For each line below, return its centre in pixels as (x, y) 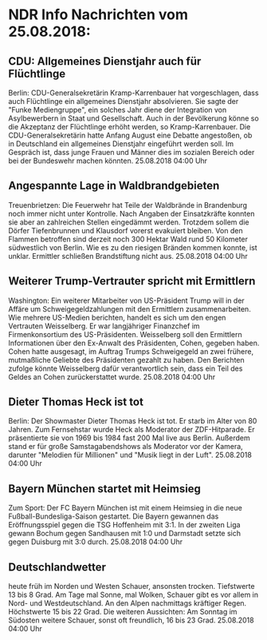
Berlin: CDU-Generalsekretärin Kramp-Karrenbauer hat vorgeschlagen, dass (133, 93)
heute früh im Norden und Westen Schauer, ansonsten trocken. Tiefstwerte (132, 586)
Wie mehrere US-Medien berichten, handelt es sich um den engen (117, 317)
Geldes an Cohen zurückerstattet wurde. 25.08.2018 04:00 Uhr (112, 376)
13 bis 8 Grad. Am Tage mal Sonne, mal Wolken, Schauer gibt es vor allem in (133, 595)
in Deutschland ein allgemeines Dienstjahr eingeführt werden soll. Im (121, 144)
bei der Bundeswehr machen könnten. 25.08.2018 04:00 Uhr (108, 161)
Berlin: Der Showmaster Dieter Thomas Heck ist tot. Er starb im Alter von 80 (133, 421)
